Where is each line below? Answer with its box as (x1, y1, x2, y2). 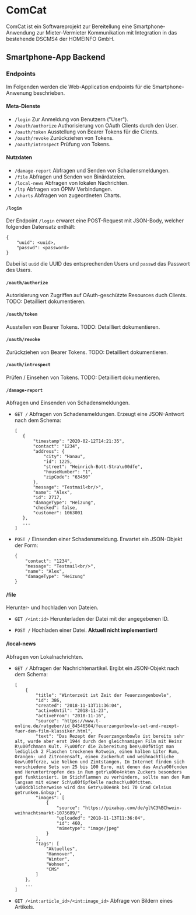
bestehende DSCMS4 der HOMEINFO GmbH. (6, 35, 115, 42)
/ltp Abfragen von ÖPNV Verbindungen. (14, 185, 113, 193)
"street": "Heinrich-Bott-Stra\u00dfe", (43, 464, 143, 470)
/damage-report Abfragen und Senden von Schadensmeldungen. (14, 167, 170, 174)
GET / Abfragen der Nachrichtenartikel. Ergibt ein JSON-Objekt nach (14, 665, 180, 672)
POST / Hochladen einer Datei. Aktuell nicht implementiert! (14, 627, 158, 634)
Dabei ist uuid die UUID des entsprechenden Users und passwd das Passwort (6, 260, 190, 267)
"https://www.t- (61, 718, 101, 724)
